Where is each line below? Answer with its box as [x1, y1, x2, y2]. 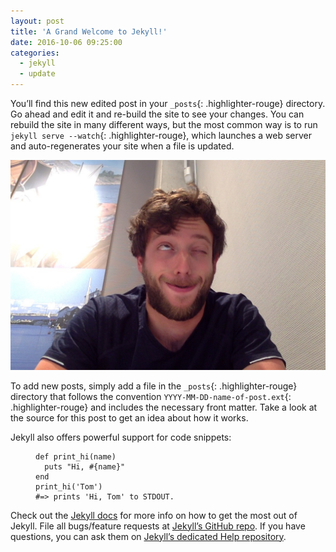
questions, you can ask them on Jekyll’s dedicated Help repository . [10, 530, 287, 542]
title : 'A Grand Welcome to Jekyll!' [10, 26, 168, 37]
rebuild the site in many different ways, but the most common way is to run [10, 119, 318, 130]
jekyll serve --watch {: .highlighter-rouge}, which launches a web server [10, 130, 312, 141]
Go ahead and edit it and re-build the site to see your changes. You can [10, 108, 305, 120]
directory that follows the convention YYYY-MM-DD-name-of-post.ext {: [10, 390, 292, 402]
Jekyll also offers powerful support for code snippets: [10, 431, 232, 443]
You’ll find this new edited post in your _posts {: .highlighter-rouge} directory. [10, 98, 326, 109]
